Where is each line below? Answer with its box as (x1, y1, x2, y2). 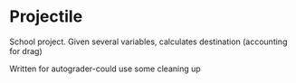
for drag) (9, 45, 43, 56)
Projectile (9, 6, 83, 27)
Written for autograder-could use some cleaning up (9, 63, 201, 74)
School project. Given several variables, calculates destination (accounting (9, 36, 288, 47)
